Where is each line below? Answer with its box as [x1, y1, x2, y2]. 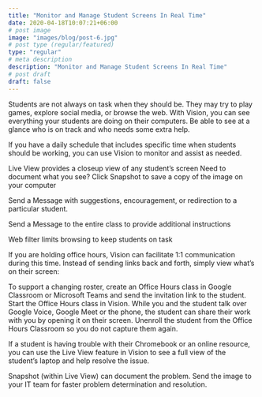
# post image [8, 26, 51, 34]
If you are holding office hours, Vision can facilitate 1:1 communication [8, 249, 235, 259]
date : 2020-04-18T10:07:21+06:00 [8, 19, 118, 27]
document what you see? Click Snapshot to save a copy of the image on [8, 171, 243, 182]
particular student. [8, 204, 69, 213]
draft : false [8, 77, 51, 85]
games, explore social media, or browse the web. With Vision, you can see [8, 107, 250, 117]
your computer [8, 180, 57, 189]
